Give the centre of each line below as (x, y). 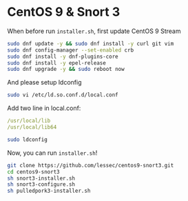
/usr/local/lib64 (32, 127)
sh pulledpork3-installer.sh (49, 191)
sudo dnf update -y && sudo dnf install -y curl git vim (91, 43)
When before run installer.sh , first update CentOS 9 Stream (94, 31)
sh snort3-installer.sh (41, 178)
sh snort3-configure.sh (41, 184)
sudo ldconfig (28, 139)
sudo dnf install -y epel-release (57, 63)
